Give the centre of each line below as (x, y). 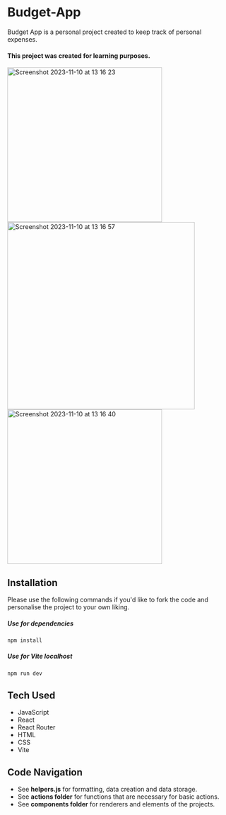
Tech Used (31, 696)
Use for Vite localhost (40, 656)
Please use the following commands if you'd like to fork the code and (108, 599)
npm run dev (25, 673)
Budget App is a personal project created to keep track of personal (105, 32)
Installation (32, 583)
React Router (36, 727)
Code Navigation (45, 772)
